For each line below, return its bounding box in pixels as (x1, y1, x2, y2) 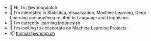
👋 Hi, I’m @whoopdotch (9, 5, 58, 10)
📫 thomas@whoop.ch (9, 30, 55, 36)
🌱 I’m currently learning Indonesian (9, 20, 81, 26)
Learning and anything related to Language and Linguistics (9, 15, 129, 20)
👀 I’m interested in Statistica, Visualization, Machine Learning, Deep (9, 10, 146, 15)
